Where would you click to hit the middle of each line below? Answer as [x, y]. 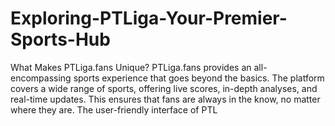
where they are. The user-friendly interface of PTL [114, 109]
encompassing [41, 78]
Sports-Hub [60, 39]
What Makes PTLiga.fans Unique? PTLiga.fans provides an [131, 67]
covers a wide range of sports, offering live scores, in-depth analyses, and [164, 88]
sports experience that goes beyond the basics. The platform [199, 78]
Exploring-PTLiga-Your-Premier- [149, 18]
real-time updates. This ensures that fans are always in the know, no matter [165, 99]
